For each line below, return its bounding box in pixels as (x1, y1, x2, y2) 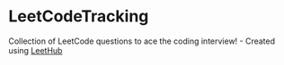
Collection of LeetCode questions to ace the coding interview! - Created (8, 36, 276, 46)
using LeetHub (8, 45, 63, 55)
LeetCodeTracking (8, 6, 149, 27)
